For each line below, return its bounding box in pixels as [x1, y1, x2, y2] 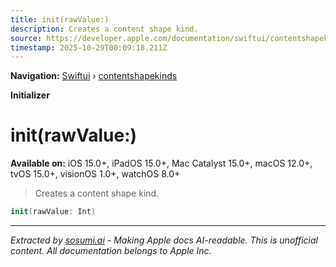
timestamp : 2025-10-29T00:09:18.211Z [10, 42, 168, 53]
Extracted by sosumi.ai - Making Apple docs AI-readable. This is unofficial [10, 234, 318, 246]
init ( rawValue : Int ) [10, 207, 97, 217]
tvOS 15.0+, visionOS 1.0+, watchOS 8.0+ [10, 168, 181, 180]
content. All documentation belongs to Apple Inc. [10, 245, 212, 257]
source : [10, 33, 43, 43]
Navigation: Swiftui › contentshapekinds [10, 70, 178, 82]
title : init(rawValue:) [10, 14, 110, 25]
